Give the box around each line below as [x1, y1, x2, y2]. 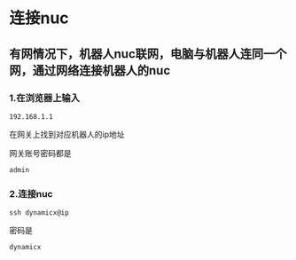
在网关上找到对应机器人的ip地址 [9, 129, 125, 139]
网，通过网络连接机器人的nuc [9, 63, 171, 78]
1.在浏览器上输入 [9, 91, 81, 104]
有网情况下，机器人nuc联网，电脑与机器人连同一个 [9, 46, 287, 61]
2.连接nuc [9, 187, 53, 200]
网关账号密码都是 [9, 147, 72, 158]
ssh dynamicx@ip [9, 209, 69, 217]
